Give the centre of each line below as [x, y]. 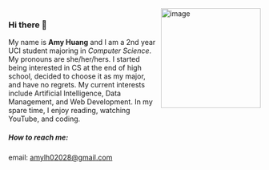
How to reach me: [38, 137]
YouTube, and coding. [44, 119]
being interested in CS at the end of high [75, 68]
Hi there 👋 [28, 25]
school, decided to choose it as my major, [77, 76]
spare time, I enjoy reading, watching [69, 111]
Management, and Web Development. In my [81, 102]
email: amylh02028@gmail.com [60, 158]
